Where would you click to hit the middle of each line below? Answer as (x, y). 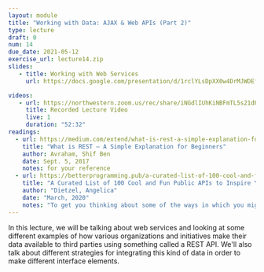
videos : (21, 95)
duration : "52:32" (56, 125)
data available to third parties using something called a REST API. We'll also (130, 244)
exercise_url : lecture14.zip (56, 60)
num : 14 (21, 45)
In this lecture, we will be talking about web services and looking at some (126, 227)
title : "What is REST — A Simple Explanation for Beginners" (124, 146)
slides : (21, 67)
